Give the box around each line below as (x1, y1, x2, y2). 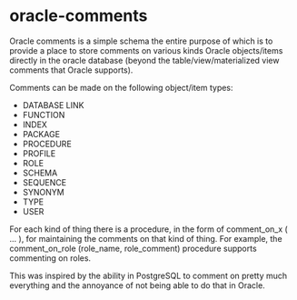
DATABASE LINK (22, 99, 84, 110)
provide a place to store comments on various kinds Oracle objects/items (9, 45, 283, 55)
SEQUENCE (22, 176, 66, 187)
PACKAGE (22, 128, 61, 139)
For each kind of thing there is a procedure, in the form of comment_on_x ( (9, 224, 288, 235)
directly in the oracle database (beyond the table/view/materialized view (9, 55, 280, 65)
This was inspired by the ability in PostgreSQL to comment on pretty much (9, 270, 288, 281)
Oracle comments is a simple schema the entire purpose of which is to (9, 35, 273, 46)
